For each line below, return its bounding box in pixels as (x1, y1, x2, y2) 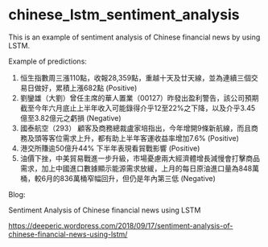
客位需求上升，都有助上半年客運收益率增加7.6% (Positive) (47, 133, 239, 142)
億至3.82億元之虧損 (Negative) (19, 113, 122, 122)
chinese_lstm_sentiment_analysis (8, 6, 240, 24)
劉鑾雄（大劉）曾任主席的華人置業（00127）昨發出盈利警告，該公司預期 (19, 93, 259, 102)
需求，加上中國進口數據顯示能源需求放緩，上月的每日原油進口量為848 (19, 163, 253, 173)
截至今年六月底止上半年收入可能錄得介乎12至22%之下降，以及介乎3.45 (19, 103, 256, 113)
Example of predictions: (8, 56, 87, 66)
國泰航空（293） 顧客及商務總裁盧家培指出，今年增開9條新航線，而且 (19, 123, 252, 133)
